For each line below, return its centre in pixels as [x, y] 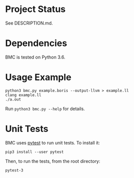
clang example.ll [23, 95]
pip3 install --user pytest [35, 152]
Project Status [36, 9]
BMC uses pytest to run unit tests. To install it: [53, 142]
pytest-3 [14, 170]
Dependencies [36, 43]
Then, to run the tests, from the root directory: [53, 161]
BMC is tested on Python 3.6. [35, 57]
